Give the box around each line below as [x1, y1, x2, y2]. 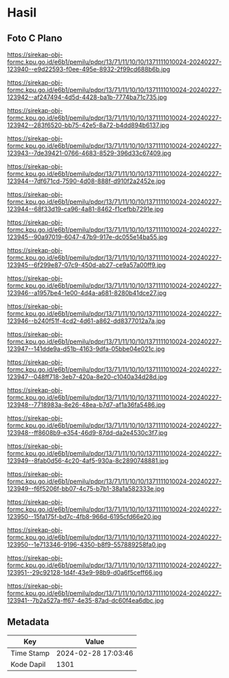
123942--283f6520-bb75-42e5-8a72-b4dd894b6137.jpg [7, 121, 170, 129]
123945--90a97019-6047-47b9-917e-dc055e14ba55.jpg [7, 233, 168, 241]
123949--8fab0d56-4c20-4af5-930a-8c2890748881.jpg [7, 456, 168, 465]
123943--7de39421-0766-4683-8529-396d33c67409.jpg [7, 149, 172, 157]
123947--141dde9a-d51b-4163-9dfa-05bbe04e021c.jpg [7, 345, 165, 352]
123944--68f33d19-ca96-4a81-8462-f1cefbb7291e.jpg [7, 205, 164, 213]
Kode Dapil [10, 659, 46, 669]
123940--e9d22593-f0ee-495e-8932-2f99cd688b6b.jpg [7, 65, 171, 73]
